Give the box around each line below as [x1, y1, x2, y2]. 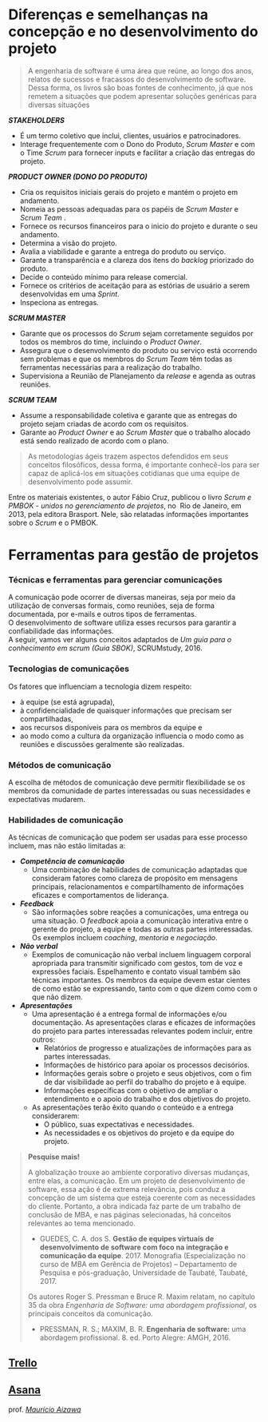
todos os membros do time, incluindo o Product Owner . [19, 337, 202, 347]
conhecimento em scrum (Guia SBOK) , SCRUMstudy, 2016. [8, 643, 203, 653]
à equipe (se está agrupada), [19, 697, 116, 706]
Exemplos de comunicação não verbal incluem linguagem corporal [31, 950, 251, 959]
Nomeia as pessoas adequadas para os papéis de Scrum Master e [19, 204, 239, 213]
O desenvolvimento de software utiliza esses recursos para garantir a [8, 618, 237, 628]
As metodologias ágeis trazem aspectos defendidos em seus [27, 451, 229, 461]
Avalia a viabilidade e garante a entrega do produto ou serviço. [19, 246, 227, 256]
